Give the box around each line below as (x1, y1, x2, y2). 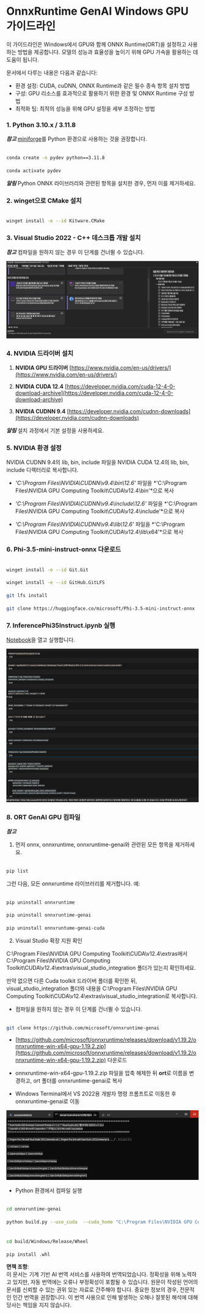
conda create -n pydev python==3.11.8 (6, 155, 105, 161)
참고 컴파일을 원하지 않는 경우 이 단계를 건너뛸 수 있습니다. (6, 249, 145, 256)
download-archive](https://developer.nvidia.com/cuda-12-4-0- (15, 389, 174, 397)
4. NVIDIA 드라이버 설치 (6, 349, 74, 358)
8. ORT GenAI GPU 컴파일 (6, 813, 81, 821)
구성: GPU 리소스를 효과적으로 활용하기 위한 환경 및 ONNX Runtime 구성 (15, 89, 188, 97)
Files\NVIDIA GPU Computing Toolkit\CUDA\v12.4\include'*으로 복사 (15, 508, 185, 515)
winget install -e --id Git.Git (6, 566, 88, 573)
